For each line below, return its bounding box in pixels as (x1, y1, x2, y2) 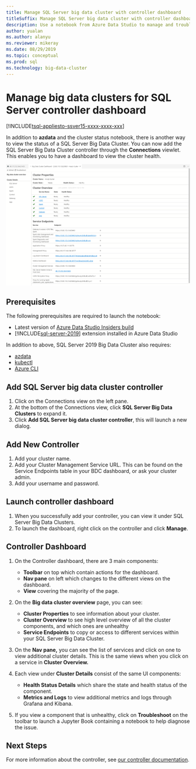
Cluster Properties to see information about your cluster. (23, 610, 160, 617)
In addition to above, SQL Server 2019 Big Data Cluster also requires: (6, 341, 171, 348)
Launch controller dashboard (6, 497, 114, 507)
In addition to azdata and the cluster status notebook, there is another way (6, 134, 185, 141)
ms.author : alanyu (6, 34, 51, 40)
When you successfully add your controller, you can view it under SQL (14, 512, 184, 519)
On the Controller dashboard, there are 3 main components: (14, 557, 159, 564)
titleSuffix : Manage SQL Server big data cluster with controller (6, 15, 171, 22)
